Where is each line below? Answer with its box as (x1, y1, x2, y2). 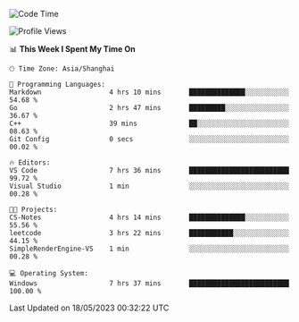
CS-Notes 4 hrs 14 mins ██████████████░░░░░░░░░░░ (9, 213, 290, 222)
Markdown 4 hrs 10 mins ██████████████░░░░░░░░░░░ (9, 88, 290, 97)
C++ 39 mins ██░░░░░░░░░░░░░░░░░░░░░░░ (9, 119, 290, 128)
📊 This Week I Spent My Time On (9, 44, 136, 54)
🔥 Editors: (9, 158, 51, 167)
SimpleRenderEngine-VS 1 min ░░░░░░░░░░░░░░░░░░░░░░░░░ (9, 244, 290, 253)
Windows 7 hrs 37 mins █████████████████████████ (9, 279, 290, 288)
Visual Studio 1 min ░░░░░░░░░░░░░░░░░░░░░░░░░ (9, 182, 290, 191)
